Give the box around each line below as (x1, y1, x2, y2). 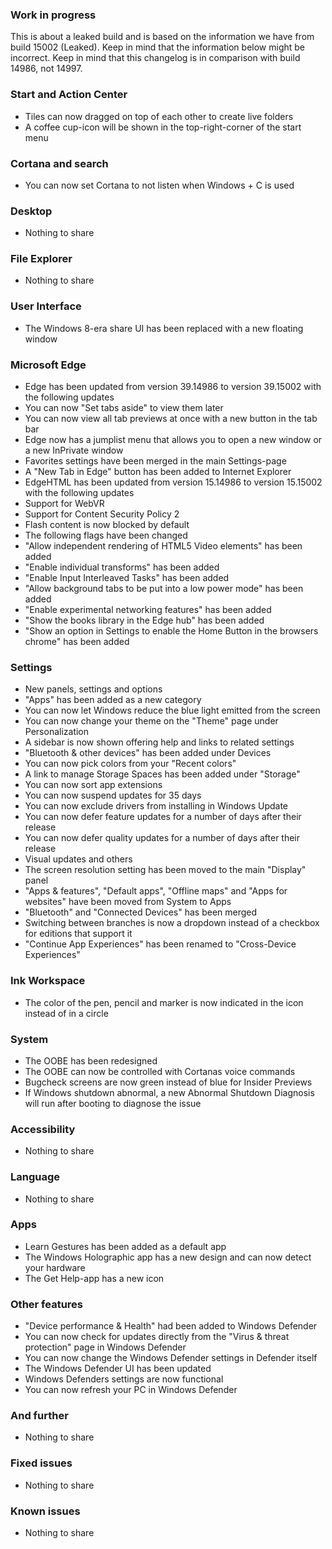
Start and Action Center (10, 88, 128, 102)
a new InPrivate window (24, 444, 124, 457)
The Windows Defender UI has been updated (24, 1363, 212, 1375)
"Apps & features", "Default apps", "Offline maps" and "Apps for (24, 885, 288, 897)
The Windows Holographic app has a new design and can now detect (24, 1251, 312, 1263)
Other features (10, 1297, 84, 1311)
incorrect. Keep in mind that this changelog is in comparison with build (10, 52, 301, 64)
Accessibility (10, 1122, 76, 1136)
